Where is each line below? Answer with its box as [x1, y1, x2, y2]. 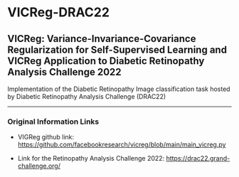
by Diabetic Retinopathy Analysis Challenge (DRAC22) [7, 92, 166, 100]
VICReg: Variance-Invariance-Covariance [7, 33, 196, 45]
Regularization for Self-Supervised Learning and [7, 43, 228, 55]
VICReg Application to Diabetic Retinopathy [7, 55, 205, 67]
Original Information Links [7, 117, 100, 127]
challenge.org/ [17, 161, 60, 171]
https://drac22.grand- [166, 154, 230, 163]
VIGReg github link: [17, 133, 75, 141]
